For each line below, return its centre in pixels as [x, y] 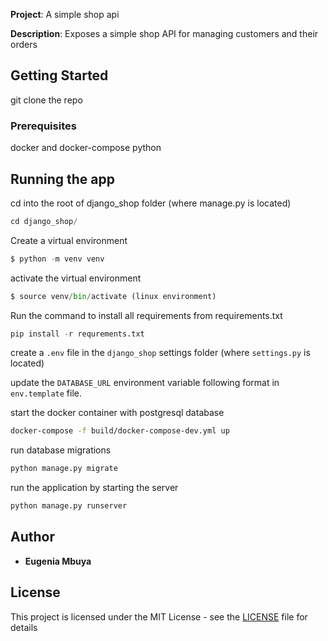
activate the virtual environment [76, 278]
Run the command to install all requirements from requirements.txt [146, 315]
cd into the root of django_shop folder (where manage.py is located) [151, 203]
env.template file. [46, 393]
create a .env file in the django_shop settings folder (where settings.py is [160, 353]
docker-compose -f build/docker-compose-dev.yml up [120, 431]
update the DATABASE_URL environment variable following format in [145, 383]
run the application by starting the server [94, 488]
